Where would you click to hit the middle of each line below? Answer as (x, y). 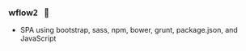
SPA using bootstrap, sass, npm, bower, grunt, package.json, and (129, 30)
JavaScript (38, 38)
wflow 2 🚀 (29, 13)
